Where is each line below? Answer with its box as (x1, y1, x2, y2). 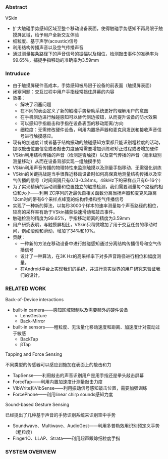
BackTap (20, 336, 38, 342)
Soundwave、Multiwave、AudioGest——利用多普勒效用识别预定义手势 (12, 423, 160, 429)
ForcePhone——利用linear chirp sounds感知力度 (12, 391, 114, 397)
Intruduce (5, 70, 30, 77)
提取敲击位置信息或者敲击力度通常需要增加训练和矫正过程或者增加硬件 (12, 145, 159, 151)
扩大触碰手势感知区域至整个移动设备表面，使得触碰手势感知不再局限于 (12, 25, 159, 31)
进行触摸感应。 (24, 133, 56, 139)
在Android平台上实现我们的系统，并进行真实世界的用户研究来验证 (20, 266, 156, 272)
